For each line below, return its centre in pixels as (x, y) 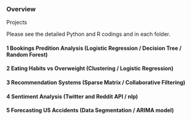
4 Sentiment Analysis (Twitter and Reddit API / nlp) (72, 96)
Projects (17, 23)
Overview (21, 9)
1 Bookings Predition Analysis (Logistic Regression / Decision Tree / (94, 48)
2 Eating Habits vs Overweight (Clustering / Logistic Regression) (90, 68)
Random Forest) (27, 54)
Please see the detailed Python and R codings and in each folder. (88, 34)
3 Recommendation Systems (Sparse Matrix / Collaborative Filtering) (96, 83)
